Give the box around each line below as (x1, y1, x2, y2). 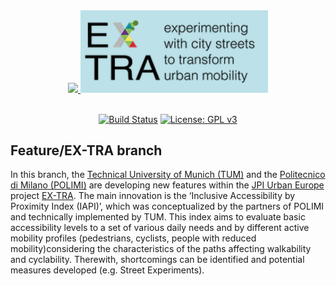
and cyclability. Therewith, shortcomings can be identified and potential (10, 254, 305, 266)
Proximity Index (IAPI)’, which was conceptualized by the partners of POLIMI (10, 200, 325, 213)
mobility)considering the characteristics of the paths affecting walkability (10, 243, 312, 255)
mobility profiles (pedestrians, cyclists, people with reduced (10, 232, 257, 244)
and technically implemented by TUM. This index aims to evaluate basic (10, 211, 306, 223)
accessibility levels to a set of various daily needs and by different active (10, 222, 310, 234)
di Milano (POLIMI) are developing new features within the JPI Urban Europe (10, 179, 325, 191)
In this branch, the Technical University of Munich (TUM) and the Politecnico (10, 169, 326, 181)
